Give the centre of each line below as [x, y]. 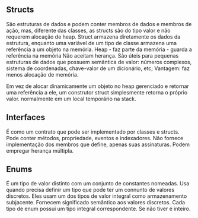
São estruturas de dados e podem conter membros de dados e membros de [99, 24]
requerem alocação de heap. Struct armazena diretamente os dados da [93, 37]
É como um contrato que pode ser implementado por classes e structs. [93, 132]
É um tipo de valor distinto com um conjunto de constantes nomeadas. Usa [98, 184]
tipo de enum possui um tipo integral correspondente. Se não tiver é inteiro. [98, 209]
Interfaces [26, 117]
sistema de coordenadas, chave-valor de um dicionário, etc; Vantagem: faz [98, 68]
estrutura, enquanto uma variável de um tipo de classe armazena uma [91, 43]
